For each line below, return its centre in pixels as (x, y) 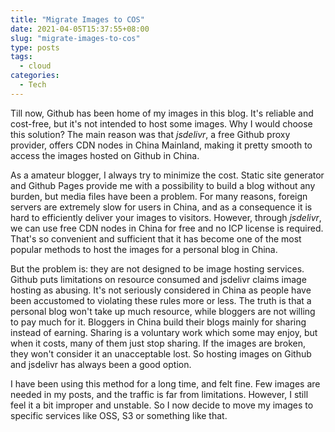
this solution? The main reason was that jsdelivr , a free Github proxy (150, 134)
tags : (21, 57)
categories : (35, 76)
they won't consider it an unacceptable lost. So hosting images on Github (161, 353)
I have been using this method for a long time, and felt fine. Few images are (165, 383)
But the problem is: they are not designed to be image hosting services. (157, 268)
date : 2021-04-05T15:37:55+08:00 (80, 29)
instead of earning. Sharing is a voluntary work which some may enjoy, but (164, 332)
